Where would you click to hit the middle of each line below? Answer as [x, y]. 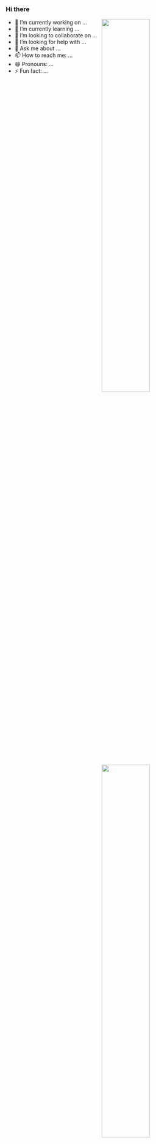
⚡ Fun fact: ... [31, 71]
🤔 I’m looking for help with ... [50, 42]
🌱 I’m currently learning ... [47, 29]
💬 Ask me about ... [37, 48]
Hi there [18, 9]
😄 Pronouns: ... [34, 64]
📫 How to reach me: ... [44, 55]
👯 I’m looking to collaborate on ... [56, 35]
